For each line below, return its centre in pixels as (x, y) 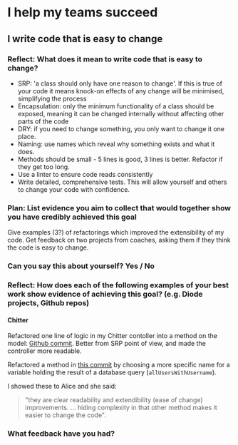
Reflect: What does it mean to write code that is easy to (105, 59)
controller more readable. (45, 351)
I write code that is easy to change (85, 39)
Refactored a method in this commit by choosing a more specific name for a (119, 365)
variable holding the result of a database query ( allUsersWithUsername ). (112, 372)
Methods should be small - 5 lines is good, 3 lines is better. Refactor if (120, 159)
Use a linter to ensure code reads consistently (85, 174)
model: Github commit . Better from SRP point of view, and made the (107, 344)
